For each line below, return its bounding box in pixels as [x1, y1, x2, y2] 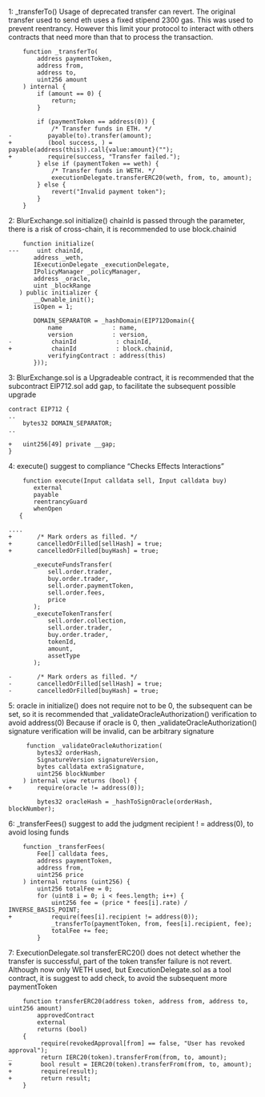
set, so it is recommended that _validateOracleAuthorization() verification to [8, 710, 258, 719]
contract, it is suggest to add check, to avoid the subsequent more [8, 974, 228, 983]
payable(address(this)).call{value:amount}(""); [8, 146, 174, 154]
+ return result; [8, 1075, 91, 1083]
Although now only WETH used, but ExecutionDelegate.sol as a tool [8, 965, 232, 975]
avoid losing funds [8, 827, 70, 837]
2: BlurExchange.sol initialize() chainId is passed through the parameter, [8, 216, 246, 225]
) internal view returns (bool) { [22, 777, 138, 785]
